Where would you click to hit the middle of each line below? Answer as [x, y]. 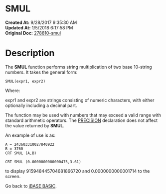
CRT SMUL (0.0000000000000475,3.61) [43, 162]
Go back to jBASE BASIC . [31, 186]
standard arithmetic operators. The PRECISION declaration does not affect [82, 120]
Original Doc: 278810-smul [33, 33]
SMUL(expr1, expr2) [25, 81]
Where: [13, 91]
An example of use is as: [30, 135]
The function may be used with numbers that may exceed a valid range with [83, 115]
